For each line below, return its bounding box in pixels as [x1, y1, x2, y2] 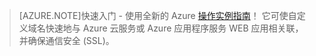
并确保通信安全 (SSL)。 [18, 35, 115, 46]
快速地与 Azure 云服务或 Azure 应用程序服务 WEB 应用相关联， [45, 22, 304, 34]
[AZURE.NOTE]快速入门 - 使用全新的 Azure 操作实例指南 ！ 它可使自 [18, 10, 297, 21]
